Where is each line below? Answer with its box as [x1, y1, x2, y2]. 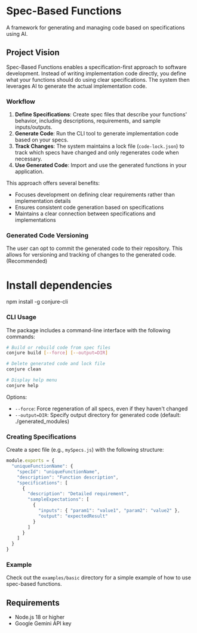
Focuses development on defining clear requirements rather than [14, 191, 175, 198]
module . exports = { [6, 458, 55, 464]
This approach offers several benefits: [6, 180, 100, 187]
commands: [6, 333, 36, 340]
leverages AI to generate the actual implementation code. [6, 82, 147, 89]
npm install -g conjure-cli [6, 298, 69, 305]
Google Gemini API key [14, 620, 72, 627]
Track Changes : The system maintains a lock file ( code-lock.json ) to [14, 143, 185, 150]
